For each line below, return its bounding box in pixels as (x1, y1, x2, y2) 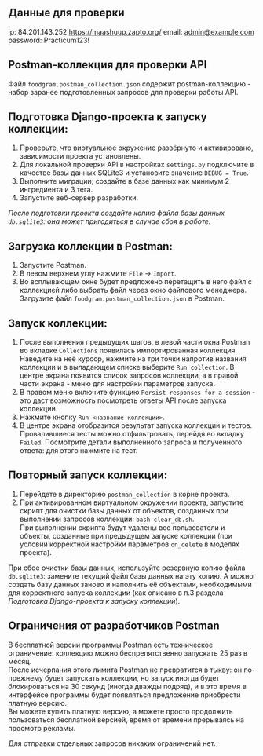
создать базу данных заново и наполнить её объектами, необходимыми (8, 579, 253, 589)
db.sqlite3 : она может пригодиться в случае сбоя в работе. (8, 217, 211, 226)
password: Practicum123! (8, 35, 90, 45)
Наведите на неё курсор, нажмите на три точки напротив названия (19, 354, 247, 363)
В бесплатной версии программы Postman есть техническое (8, 640, 214, 649)
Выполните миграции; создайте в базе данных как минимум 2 (19, 177, 230, 186)
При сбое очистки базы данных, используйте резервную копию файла (8, 563, 246, 572)
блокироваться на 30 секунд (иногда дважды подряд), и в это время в (8, 681, 247, 691)
